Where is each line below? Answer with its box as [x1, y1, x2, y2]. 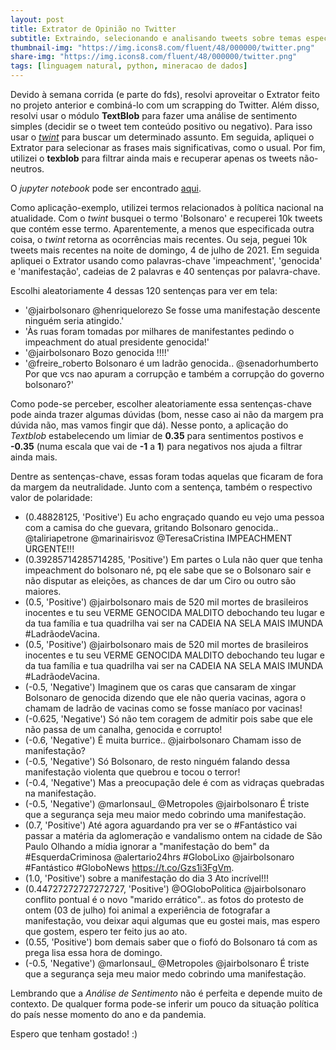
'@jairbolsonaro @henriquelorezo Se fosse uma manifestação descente [24, 304, 321, 316]
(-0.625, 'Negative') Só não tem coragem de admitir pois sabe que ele [24, 713, 314, 725]
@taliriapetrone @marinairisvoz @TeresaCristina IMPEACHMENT [24, 532, 293, 544]
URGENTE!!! [24, 543, 75, 555]
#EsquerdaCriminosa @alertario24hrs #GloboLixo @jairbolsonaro [24, 851, 295, 863]
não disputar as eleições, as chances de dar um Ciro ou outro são [24, 575, 297, 586]
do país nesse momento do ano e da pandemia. [10, 1009, 207, 1020]
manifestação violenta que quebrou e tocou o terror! [24, 766, 241, 778]
